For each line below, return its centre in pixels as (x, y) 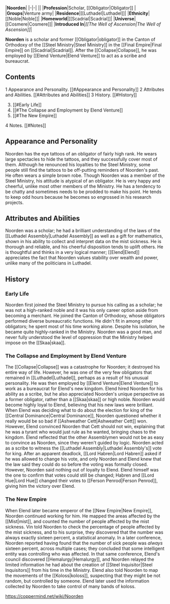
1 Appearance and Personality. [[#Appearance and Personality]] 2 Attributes (85, 89)
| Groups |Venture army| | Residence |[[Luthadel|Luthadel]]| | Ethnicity (77, 13)
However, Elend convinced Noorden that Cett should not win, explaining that (85, 427)
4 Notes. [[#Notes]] (26, 125)
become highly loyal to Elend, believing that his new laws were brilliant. (79, 405)
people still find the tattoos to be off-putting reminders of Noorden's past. (82, 170)
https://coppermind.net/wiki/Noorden (44, 596)
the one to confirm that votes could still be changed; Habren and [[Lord (80, 475)
